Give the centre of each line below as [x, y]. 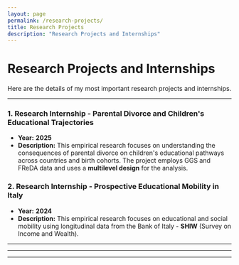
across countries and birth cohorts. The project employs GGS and [114, 161]
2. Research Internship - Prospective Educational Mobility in [113, 187]
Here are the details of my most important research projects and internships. [119, 89]
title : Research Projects [46, 27]
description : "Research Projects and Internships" [84, 34]
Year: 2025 [34, 138]
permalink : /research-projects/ [55, 21]
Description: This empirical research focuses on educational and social [122, 218]
